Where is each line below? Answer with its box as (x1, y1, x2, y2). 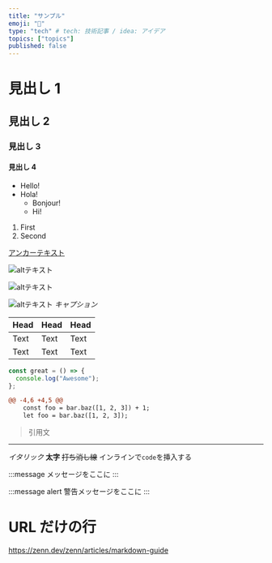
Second (19, 230, 47, 240)
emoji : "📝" (8, 19, 45, 28)
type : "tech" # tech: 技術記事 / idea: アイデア (8, 27, 166, 35)
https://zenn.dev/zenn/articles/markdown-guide (8, 545, 168, 556)
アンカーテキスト (8, 247, 66, 257)
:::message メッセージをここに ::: (8, 470, 119, 479)
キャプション (54, 299, 98, 309)
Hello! (19, 180, 40, 191)
